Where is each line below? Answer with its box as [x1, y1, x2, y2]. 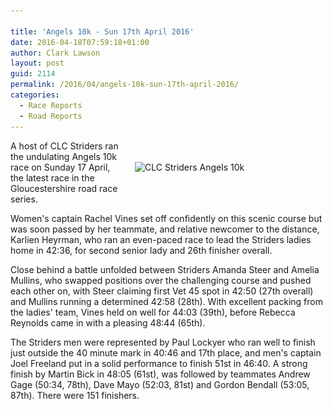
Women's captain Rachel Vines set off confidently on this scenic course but [10, 212, 323, 224]
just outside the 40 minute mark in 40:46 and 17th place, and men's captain [10, 346, 322, 359]
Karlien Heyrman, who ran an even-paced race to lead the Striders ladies [10, 233, 312, 245]
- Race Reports [19, 100, 83, 110]
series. [10, 193, 38, 205]
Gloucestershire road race [10, 182, 118, 194]
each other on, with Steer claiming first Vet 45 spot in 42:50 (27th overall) [10, 285, 314, 297]
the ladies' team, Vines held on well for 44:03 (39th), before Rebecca [10, 306, 296, 318]
